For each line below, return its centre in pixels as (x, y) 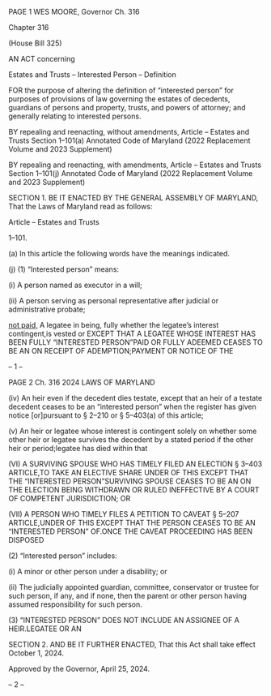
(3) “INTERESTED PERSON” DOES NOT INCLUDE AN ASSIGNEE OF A (124, 620)
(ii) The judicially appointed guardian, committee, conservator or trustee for (134, 587)
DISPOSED (26, 540)
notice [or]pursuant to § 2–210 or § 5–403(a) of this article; (106, 415)
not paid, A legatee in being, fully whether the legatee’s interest (114, 325)
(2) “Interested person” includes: (63, 556)
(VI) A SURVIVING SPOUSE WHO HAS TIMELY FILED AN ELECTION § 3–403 (135, 464)
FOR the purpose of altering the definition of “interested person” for (121, 90)
